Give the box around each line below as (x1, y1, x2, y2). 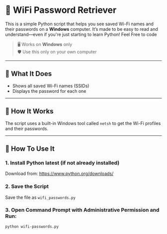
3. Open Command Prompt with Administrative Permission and (5, 207, 160, 214)
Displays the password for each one (12, 88, 86, 94)
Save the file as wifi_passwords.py (5, 194, 76, 200)
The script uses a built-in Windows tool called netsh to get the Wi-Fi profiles (5, 120, 161, 126)
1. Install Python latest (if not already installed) (5, 159, 120, 166)
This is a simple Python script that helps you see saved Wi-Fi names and (5, 21, 154, 27)
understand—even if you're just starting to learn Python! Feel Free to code (5, 31, 157, 37)
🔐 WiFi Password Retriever (5, 4, 117, 16)
